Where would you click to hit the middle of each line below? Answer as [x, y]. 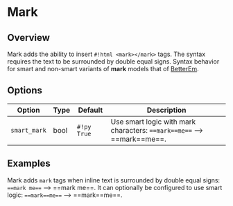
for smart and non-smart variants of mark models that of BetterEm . [103, 69]
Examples [29, 163]
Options [25, 91]
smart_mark [28, 130]
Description [166, 110]
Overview [29, 38]
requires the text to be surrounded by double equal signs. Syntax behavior [113, 62]
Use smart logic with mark [153, 122]
